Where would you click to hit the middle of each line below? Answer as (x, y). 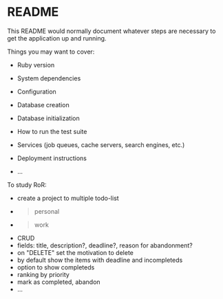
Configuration (36, 91)
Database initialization (49, 118)
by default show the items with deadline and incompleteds (100, 260)
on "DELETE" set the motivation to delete (75, 252)
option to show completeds (56, 267)
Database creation (43, 104)
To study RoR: (27, 185)
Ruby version (36, 65)
